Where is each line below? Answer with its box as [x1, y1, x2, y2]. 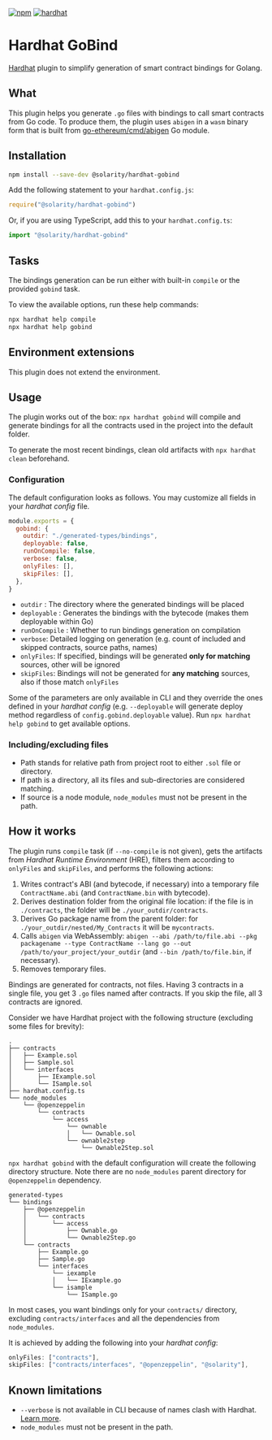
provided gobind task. [8, 284, 80, 293]
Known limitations [8, 1383, 102, 1397]
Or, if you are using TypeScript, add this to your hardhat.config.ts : [8, 215, 233, 225]
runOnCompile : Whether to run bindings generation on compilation [19, 626, 241, 635]
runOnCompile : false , [23, 547, 96, 556]
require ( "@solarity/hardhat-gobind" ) [8, 201, 136, 209]
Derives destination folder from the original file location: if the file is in [19, 896, 254, 906]
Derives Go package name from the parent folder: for [19, 913, 199, 923]
